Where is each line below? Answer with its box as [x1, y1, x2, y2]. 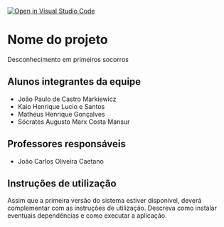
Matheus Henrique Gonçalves [17, 110, 105, 118]
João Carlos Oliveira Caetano [17, 157, 105, 165]
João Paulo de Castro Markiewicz [17, 95, 117, 103]
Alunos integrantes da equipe [7, 75, 142, 88]
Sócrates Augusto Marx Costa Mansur [17, 117, 130, 126]
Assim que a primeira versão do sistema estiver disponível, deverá [7, 196, 202, 205]
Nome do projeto [7, 32, 108, 48]
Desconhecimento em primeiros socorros [7, 55, 129, 63]
